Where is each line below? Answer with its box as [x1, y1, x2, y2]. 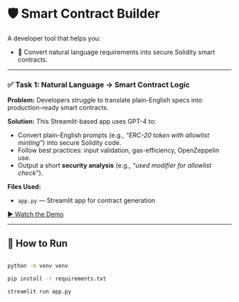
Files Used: [7, 183, 41, 191]
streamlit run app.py [7, 288, 72, 295]
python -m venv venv [7, 262, 69, 270]
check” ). [17, 168, 43, 178]
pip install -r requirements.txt [7, 275, 107, 282]
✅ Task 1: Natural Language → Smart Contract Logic [7, 80, 191, 90]
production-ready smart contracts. [7, 104, 109, 112]
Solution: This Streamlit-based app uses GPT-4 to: [7, 117, 156, 126]
